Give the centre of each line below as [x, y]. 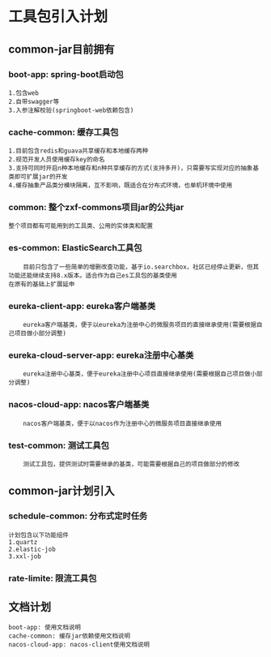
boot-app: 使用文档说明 [44, 628]
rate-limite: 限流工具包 [53, 578]
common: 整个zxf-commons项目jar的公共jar [96, 208]
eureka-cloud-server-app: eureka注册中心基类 [101, 355]
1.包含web [23, 93]
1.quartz [23, 542]
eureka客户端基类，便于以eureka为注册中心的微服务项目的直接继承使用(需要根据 [140, 325]
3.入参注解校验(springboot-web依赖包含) [71, 110]
